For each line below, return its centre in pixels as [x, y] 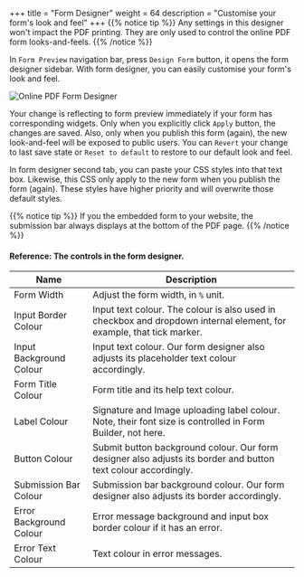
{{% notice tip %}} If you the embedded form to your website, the [131, 216]
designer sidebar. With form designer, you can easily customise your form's [151, 69]
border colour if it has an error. [157, 528]
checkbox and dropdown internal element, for [189, 321]
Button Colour [43, 459]
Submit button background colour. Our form [185, 448]
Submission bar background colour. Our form [188, 485]
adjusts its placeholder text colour [164, 358]
